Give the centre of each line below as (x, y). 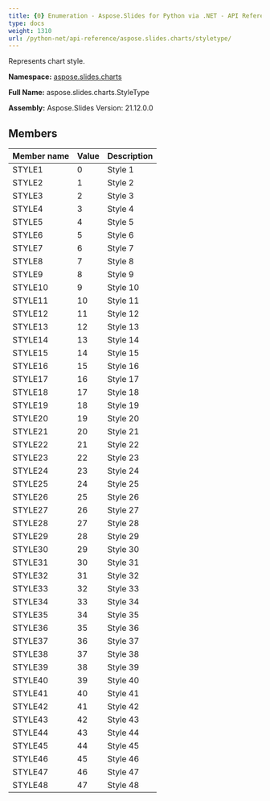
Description (130, 156)
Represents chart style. (47, 61)
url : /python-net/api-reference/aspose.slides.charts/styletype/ (120, 38)
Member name (41, 156)
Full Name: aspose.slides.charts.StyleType (79, 93)
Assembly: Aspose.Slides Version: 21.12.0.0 (81, 108)
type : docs (27, 23)
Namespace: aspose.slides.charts (65, 77)
